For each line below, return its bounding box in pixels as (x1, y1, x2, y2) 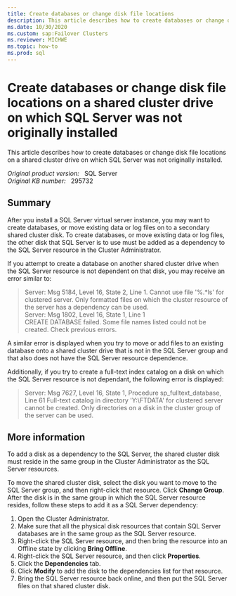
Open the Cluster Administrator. (17, 514, 110, 523)
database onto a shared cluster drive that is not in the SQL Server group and (7, 346, 228, 355)
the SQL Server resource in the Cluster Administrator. (7, 246, 162, 254)
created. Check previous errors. (24, 325, 117, 334)
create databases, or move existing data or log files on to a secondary (7, 223, 210, 232)
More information (7, 431, 86, 443)
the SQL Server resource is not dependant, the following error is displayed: (7, 374, 224, 383)
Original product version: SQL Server (7, 169, 118, 177)
